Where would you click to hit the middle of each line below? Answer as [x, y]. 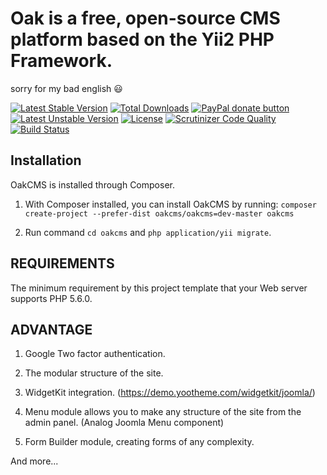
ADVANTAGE [51, 329]
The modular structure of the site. [94, 373]
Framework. [61, 61]
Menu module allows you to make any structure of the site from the [163, 412]
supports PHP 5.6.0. [51, 298]
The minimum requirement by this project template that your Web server [159, 288]
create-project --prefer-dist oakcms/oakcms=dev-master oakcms [159, 213]
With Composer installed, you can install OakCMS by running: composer [170, 204]
